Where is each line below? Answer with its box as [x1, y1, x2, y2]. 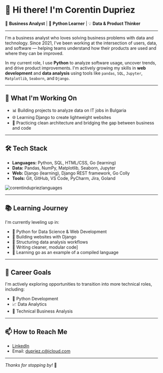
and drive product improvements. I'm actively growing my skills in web [5, 65, 147, 71]
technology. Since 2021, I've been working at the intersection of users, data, [5, 40, 158, 46]
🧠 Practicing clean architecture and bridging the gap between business [12, 119, 154, 126]
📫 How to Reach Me [5, 328, 67, 336]
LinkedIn [12, 343, 30, 349]
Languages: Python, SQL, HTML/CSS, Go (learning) [12, 159, 116, 165]
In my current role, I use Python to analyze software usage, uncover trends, [5, 59, 157, 65]
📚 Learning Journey [5, 204, 68, 212]
